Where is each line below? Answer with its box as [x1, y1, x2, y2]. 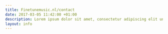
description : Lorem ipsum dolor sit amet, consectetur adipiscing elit [5, 16, 157, 21]
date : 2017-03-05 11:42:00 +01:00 [5, 12, 77, 17]
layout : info [5, 21, 32, 26]
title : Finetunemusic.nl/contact [5, 7, 75, 12]
